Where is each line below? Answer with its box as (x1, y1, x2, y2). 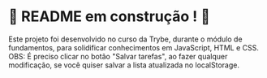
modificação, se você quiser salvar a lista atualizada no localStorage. (8, 60, 239, 70)
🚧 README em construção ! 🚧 (8, 7, 211, 26)
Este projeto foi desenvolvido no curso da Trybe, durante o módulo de (8, 34, 243, 44)
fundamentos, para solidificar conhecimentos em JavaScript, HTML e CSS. (8, 42, 260, 52)
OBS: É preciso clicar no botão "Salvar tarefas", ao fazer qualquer (8, 51, 228, 61)
